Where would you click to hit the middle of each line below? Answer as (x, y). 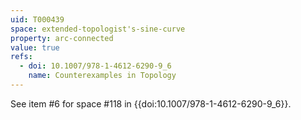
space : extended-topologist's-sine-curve (98, 29)
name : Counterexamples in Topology (102, 76)
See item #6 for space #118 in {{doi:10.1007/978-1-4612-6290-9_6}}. (151, 103)
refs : (21, 57)
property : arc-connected (62, 38)
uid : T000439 (37, 19)
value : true (35, 47)
